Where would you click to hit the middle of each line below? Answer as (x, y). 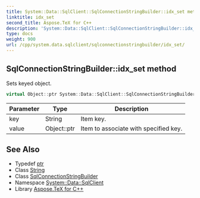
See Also (23, 149)
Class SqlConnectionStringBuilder (56, 177)
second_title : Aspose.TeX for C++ (49, 23)
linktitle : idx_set (30, 17)
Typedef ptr (29, 164)
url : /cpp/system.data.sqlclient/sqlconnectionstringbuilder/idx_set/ (96, 45)
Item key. (93, 118)
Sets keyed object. (29, 83)
